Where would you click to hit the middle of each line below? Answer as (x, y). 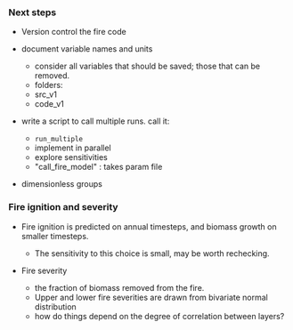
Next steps (33, 12)
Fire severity (44, 270)
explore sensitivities (71, 157)
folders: (49, 85)
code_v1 (49, 104)
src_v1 (45, 94)
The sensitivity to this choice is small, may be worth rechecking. (152, 253)
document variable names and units (87, 49)
